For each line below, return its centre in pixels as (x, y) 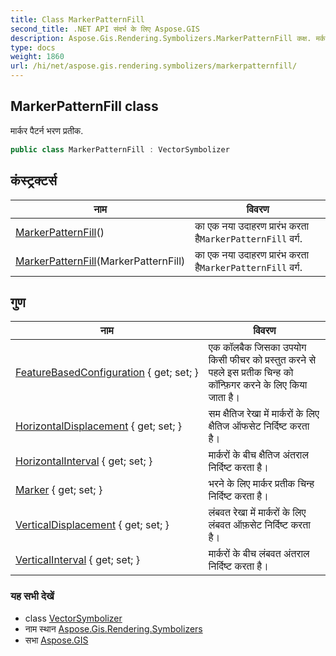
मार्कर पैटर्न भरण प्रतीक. (47, 130)
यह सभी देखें (32, 596)
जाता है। (224, 398)
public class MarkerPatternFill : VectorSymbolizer (120, 149)
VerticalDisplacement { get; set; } (92, 525)
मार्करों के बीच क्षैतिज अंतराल (258, 455)
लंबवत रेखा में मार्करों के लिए (257, 513)
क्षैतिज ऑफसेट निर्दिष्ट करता (259, 426)
